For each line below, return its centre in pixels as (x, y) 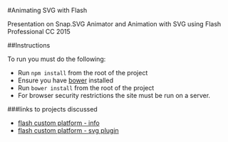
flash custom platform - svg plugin (68, 130)
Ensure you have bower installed (66, 80)
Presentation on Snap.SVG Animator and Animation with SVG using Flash (114, 24)
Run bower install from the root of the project (86, 88)
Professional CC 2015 (39, 32)
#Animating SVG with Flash (47, 10)
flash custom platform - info (58, 123)
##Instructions (29, 45)
